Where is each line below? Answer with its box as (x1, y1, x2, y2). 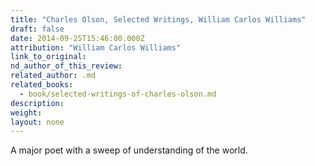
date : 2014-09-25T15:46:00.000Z (10, 33, 145, 43)
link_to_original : (10, 52, 87, 62)
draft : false (10, 24, 65, 34)
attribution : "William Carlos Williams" (10, 42, 182, 53)
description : (10, 98, 65, 108)
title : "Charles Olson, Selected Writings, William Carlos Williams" (10, 14, 307, 25)
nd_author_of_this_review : (10, 61, 123, 71)
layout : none (10, 117, 65, 127)
